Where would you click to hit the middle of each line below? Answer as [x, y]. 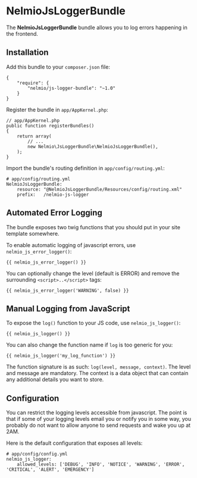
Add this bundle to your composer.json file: [58, 67]
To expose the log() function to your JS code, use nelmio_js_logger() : [93, 323]
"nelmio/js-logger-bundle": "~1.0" [72, 88]
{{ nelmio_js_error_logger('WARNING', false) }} [68, 290]
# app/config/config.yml [37, 454]
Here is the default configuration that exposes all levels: [74, 443]
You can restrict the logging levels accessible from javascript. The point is [97, 413]
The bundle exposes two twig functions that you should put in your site [93, 227]
